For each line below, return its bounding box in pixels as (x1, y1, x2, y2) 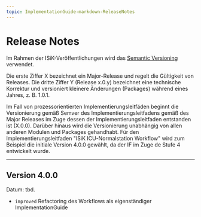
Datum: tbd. (6, 186, 35, 193)
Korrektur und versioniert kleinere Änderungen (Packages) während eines (6, 85, 188, 92)
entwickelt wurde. (6, 147, 51, 154)
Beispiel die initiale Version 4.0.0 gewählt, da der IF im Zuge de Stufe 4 (6, 141, 181, 148)
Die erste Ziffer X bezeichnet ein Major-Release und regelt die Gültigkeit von (6, 72, 194, 80)
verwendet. (6, 60, 35, 68)
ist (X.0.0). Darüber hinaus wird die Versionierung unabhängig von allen (6, 122, 182, 129)
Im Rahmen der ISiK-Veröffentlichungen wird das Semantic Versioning (6, 54, 178, 62)
